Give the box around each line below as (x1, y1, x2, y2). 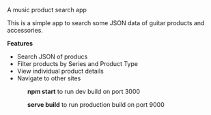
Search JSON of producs (16, 52, 88, 61)
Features (7, 39, 33, 47)
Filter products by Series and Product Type (16, 60, 139, 67)
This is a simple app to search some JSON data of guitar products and (7, 19, 205, 27)
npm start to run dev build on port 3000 (27, 88, 141, 95)
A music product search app (7, 6, 87, 14)
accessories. (7, 27, 43, 34)
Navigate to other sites (16, 74, 81, 82)
